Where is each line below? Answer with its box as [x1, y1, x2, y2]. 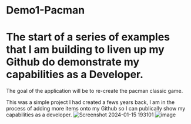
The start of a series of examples [6, 31, 170, 44]
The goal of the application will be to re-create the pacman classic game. [6, 88, 183, 95]
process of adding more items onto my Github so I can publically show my [6, 105, 186, 112]
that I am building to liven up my [6, 43, 165, 56]
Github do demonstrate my [6, 55, 140, 69]
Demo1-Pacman [6, 4, 85, 17]
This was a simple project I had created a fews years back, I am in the [6, 99, 175, 106]
